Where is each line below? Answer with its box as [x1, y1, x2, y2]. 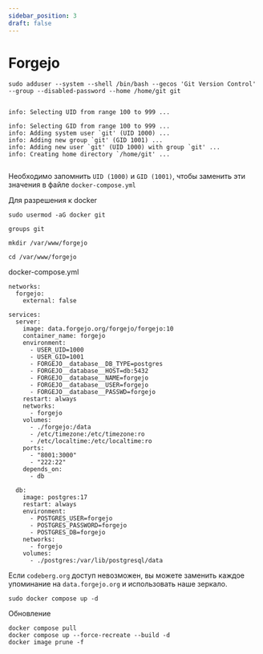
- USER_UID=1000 [29, 346, 84, 354]
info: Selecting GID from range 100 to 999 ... [8, 122, 171, 131]
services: [8, 311, 42, 319]
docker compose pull [8, 624, 78, 632]
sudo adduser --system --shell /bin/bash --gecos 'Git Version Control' [8, 80, 257, 88]
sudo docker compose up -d [8, 595, 99, 603]
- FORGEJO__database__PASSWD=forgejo [29, 388, 156, 396]
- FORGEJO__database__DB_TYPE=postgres [29, 360, 163, 368]
